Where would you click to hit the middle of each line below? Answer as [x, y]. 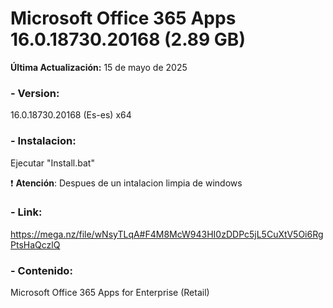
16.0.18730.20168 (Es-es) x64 [71, 115]
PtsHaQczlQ [35, 244]
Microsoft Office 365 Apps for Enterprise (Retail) [110, 293]
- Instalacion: [43, 141]
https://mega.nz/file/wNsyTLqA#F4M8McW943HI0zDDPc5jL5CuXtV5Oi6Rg [167, 234]
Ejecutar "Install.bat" [52, 163]
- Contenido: [41, 270]
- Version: [35, 93]
